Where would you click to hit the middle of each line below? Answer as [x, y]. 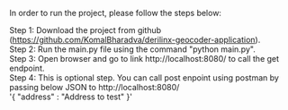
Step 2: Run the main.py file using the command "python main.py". [133, 49]
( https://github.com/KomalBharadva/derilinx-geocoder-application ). [135, 40]
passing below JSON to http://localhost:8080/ [94, 87]
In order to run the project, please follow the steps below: [116, 13]
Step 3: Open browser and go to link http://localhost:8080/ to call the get [144, 59]
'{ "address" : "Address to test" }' [71, 97]
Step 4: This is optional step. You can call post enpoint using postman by [144, 78]
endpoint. [27, 68]
